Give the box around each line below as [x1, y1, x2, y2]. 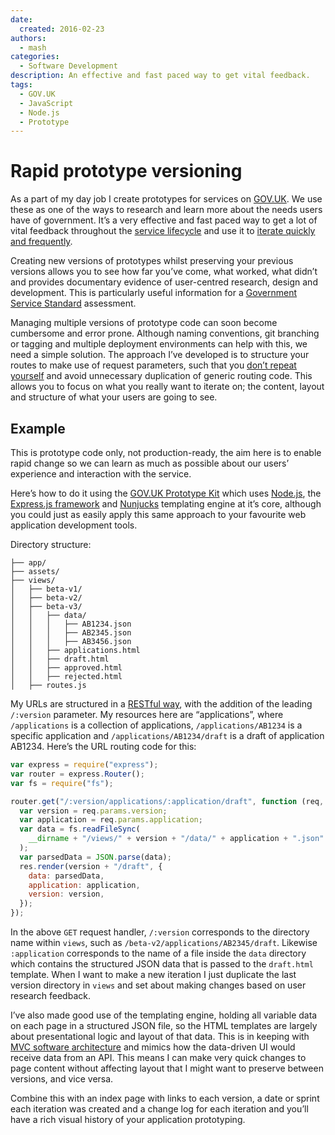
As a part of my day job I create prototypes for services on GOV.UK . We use [10, 193, 323, 205]
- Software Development [19, 61, 118, 71]
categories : [10, 52, 60, 62]
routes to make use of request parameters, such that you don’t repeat [10, 359, 297, 371]
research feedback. [10, 990, 91, 1001]
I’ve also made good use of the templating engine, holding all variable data [10, 1009, 318, 1021]
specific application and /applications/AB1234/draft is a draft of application [10, 730, 325, 741]
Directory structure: [10, 539, 92, 550]
